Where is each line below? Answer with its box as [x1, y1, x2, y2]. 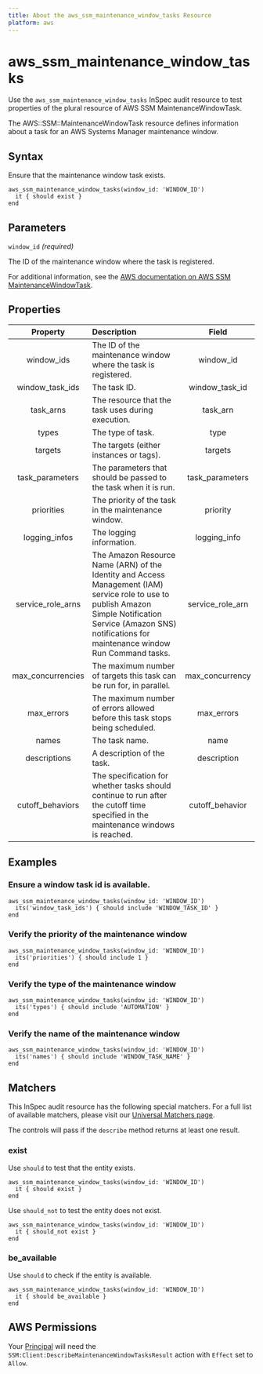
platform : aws [8, 19, 55, 27]
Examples [8, 856, 57, 869]
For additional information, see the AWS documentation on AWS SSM [8, 272, 231, 282]
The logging [92, 527, 137, 538]
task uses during [92, 404, 153, 415]
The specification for [92, 770, 169, 781]
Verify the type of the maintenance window [8, 979, 176, 989]
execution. [92, 414, 131, 425]
